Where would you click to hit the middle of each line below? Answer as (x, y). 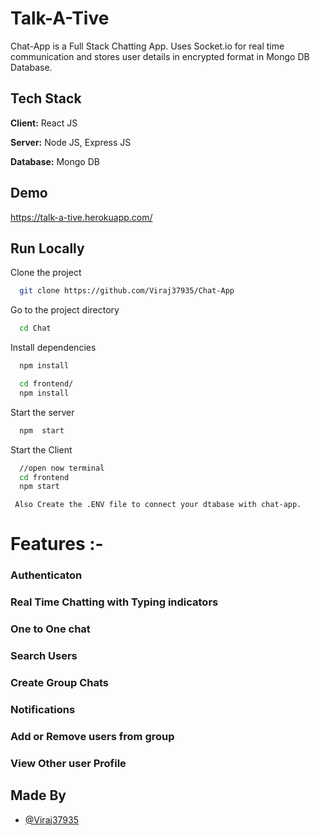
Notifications (43, 709)
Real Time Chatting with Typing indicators (114, 602)
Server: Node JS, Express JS (71, 142)
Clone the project (46, 273)
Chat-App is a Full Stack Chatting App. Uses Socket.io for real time (147, 46)
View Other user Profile (68, 763)
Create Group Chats (59, 683)
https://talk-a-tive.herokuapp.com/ (81, 217)
